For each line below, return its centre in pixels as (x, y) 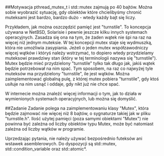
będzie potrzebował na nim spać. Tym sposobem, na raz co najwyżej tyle (79, 68)
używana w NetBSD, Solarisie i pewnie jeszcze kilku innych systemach (76, 32)
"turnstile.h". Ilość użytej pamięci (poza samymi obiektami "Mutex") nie (77, 119)
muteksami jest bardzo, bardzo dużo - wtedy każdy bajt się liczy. (70, 17)
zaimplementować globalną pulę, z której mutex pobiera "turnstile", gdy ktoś (82, 79)
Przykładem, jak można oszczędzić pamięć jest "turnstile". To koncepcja (78, 27)
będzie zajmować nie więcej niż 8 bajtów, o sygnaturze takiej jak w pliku (78, 113)
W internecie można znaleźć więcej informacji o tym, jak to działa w (73, 93)
